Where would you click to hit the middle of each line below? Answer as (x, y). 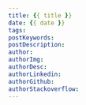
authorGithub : (32, 81)
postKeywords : (32, 37)
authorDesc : (28, 67)
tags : (17, 30)
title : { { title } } (40, 15)
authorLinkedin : (35, 74)
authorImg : (26, 60)
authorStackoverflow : (44, 89)
